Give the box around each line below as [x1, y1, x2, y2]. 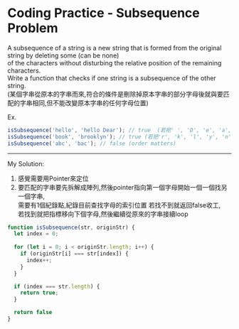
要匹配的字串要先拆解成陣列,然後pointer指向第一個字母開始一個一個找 [17, 183, 222, 191]
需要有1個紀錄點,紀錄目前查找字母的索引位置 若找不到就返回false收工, [17, 200, 221, 209]
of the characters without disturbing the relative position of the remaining [7, 58, 222, 67]
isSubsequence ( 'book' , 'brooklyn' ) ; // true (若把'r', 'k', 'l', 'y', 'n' [7, 133, 232, 140]
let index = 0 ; [14, 230, 59, 237]
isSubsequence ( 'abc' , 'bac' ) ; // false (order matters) [7, 140, 176, 147]
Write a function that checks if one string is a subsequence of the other [7, 73, 217, 82]
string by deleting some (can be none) [7, 51, 119, 60]
